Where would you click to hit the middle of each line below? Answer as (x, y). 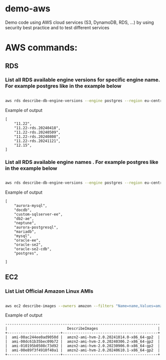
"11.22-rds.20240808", (37, 137)
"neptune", (25, 223)
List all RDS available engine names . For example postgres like (82, 162)
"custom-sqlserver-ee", (39, 214)
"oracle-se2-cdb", (33, 249)
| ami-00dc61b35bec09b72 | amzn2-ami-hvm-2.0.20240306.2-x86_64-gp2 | (83, 342)
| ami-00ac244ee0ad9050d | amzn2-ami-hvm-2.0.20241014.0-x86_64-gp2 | (83, 337)
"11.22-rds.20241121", (37, 141)
